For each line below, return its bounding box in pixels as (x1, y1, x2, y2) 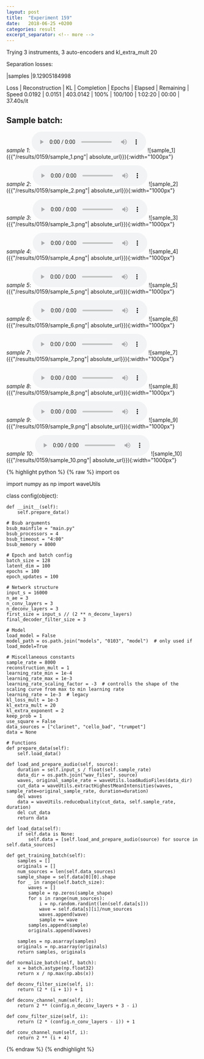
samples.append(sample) (28, 922, 89, 928)
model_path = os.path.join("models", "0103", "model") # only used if (6, 638, 192, 644)
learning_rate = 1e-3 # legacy (6, 691, 89, 697)
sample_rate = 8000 (6, 659, 56, 666)
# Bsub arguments (6, 520, 51, 526)
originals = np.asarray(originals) (17, 943, 108, 950)
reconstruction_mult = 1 (6, 664, 70, 671)
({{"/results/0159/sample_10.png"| (6, 456, 92, 463)
